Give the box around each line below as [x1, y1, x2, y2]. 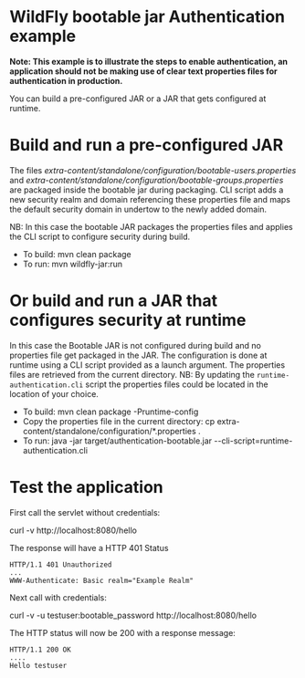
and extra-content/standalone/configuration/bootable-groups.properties [9, 174, 284, 185]
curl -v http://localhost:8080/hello [9, 525, 137, 536]
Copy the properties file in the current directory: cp [22, 415, 216, 426]
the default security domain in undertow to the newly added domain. [9, 203, 268, 214]
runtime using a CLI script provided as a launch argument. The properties [9, 359, 286, 370]
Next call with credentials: [9, 591, 108, 603]
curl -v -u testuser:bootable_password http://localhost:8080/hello [9, 610, 258, 621]
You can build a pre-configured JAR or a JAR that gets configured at [9, 93, 267, 104]
